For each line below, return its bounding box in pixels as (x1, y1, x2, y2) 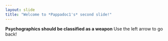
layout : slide (5, 7, 35, 12)
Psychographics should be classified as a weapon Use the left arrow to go (5, 25, 163, 31)
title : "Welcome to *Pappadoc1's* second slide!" (5, 12, 112, 17)
